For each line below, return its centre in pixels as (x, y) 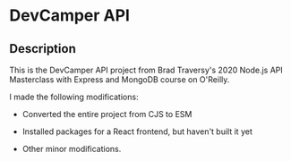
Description (43, 49)
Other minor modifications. (72, 149)
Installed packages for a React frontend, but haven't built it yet (137, 131)
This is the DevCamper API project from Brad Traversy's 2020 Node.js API (146, 70)
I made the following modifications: (74, 97)
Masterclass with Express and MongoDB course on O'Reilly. (120, 80)
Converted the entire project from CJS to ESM (107, 114)
